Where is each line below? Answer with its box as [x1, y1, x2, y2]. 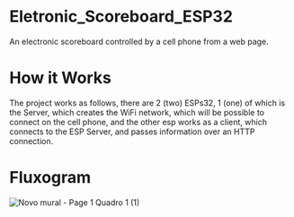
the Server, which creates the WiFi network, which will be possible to [9, 106, 265, 118]
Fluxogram [9, 167, 92, 188]
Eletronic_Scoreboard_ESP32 [9, 6, 234, 27]
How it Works [9, 68, 112, 88]
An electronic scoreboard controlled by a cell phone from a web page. [9, 36, 270, 47]
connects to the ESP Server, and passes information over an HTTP [9, 126, 255, 137]
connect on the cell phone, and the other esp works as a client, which [9, 116, 268, 127]
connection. [9, 135, 54, 146]
